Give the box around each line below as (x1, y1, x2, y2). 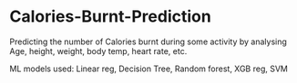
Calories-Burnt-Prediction (9, 6, 211, 27)
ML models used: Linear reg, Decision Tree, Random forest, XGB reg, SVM (9, 63, 289, 74)
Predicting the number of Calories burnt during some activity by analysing (9, 36, 287, 47)
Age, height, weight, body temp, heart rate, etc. (9, 45, 188, 56)
